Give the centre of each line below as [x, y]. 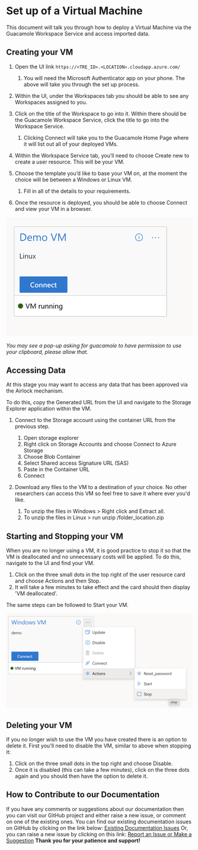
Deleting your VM [39, 725]
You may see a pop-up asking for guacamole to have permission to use [94, 346]
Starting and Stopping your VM [65, 536]
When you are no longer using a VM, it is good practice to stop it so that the [98, 551]
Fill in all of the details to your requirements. [77, 191]
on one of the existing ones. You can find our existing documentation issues [99, 822]
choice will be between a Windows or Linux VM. [73, 180]
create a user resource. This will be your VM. [69, 162]
